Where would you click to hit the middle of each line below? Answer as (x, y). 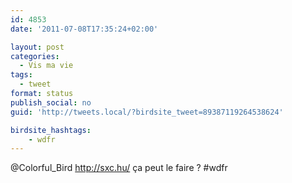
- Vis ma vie (46, 66)
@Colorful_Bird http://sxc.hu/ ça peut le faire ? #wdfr (119, 168)
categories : (35, 56)
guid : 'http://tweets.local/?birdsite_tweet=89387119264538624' (147, 112)
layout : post (37, 47)
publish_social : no (51, 102)
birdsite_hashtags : (51, 130)
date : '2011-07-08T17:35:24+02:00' (84, 29)
